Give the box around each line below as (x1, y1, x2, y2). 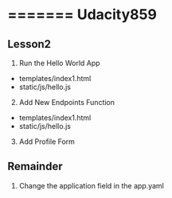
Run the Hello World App (18, 58, 100, 68)
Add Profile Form (18, 137, 75, 146)
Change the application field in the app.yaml (18, 181, 164, 190)
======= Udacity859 (7, 6, 157, 24)
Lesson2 (7, 37, 52, 51)
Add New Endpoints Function (18, 98, 115, 107)
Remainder (7, 160, 63, 173)
